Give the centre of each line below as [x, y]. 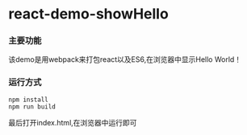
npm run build [32, 106]
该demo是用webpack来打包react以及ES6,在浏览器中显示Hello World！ [125, 59]
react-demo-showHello [89, 14]
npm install [28, 100]
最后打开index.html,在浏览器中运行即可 [73, 122]
